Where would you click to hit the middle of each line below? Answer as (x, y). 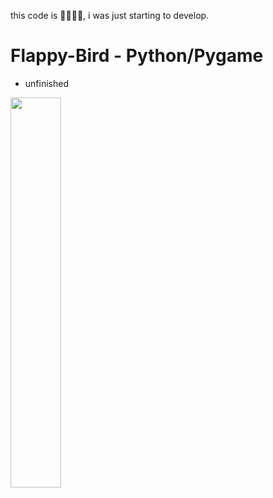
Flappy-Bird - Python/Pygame (137, 56)
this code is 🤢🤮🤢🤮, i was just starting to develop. (110, 15)
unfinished (46, 83)
